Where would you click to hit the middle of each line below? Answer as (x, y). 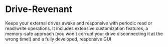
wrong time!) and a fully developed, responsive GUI (58, 39)
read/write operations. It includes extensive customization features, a (77, 28)
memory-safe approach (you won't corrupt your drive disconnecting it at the (84, 33)
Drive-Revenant (39, 9)
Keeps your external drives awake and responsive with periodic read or (79, 23)
